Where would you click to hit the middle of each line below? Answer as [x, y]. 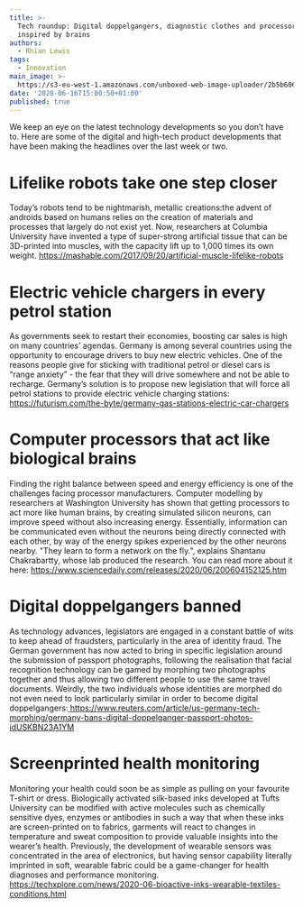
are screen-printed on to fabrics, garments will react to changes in [133, 827]
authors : [26, 43]
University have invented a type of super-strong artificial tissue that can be [149, 236]
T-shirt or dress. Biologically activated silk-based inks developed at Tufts [145, 798]
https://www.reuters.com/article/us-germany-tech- [165, 708]
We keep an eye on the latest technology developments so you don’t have [147, 127]
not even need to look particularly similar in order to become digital [134, 699]
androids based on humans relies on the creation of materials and [132, 217]
